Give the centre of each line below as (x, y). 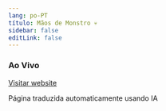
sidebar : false (34, 30)
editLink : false (35, 38)
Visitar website (33, 82)
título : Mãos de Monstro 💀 (53, 23)
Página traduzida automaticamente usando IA (83, 98)
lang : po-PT (28, 15)
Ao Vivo (24, 66)
